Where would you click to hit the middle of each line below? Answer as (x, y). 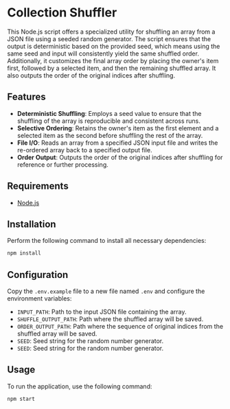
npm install (24, 253)
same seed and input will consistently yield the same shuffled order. (103, 54)
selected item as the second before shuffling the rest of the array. (110, 135)
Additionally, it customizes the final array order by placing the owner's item (113, 60)
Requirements (38, 186)
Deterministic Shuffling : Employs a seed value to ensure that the (109, 113)
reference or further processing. (62, 164)
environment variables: (39, 299)
